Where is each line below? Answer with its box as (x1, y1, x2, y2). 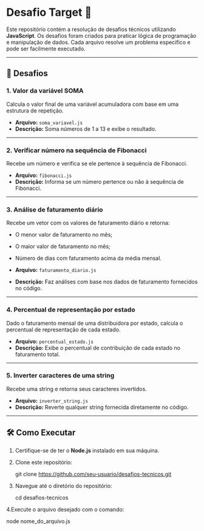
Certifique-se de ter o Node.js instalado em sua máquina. (15, 446, 160, 454)
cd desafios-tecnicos (15, 494, 69, 501)
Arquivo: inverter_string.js (15, 397, 89, 404)
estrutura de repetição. (6, 106, 64, 114)
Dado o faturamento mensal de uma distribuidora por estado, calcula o (6, 319, 183, 327)
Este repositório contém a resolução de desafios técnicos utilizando (6, 26, 176, 33)
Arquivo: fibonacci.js (15, 172, 72, 179)
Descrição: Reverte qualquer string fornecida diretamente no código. (15, 403, 189, 411)
